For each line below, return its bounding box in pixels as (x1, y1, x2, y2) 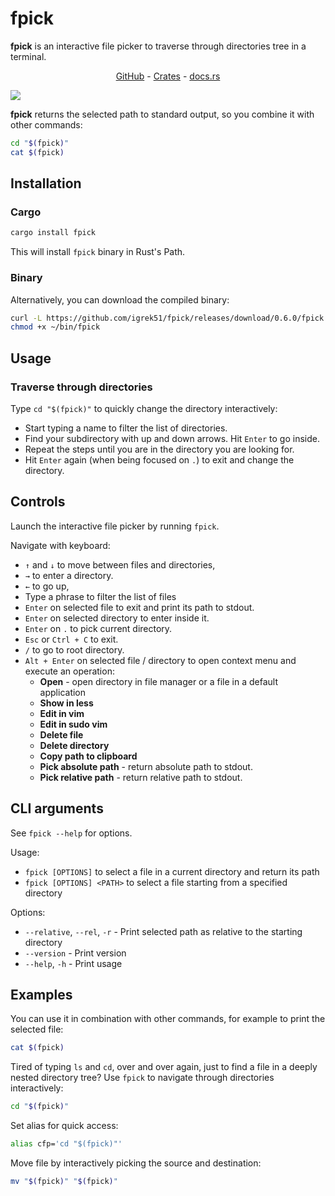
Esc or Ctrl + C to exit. (24, 633, 119, 645)
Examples (10, 987, 73, 1003)
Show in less (39, 697, 94, 709)
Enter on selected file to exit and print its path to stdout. (24, 601, 255, 613)
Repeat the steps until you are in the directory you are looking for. (24, 443, 295, 455)
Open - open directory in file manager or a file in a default (39, 675, 278, 687)
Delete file (39, 728, 84, 741)
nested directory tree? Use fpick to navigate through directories (10, 1072, 275, 1084)
